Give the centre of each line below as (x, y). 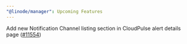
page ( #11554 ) (24, 34)
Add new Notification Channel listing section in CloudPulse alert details (93, 28)
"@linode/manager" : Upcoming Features (54, 11)
